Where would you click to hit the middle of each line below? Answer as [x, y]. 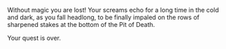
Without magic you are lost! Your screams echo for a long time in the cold [113, 10]
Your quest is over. [34, 38]
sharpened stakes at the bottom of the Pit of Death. [81, 24]
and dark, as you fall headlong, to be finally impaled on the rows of [103, 17]
